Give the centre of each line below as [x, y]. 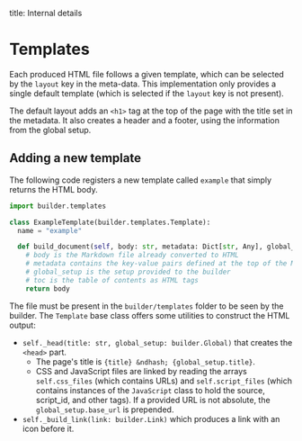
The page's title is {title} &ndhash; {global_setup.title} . [146, 361]
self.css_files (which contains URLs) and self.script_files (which [164, 381]
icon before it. [48, 428]
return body [48, 288]
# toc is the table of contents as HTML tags [112, 280]
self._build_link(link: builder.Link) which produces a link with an [151, 418]
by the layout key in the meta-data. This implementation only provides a [143, 84]
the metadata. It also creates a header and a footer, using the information [145, 120]
